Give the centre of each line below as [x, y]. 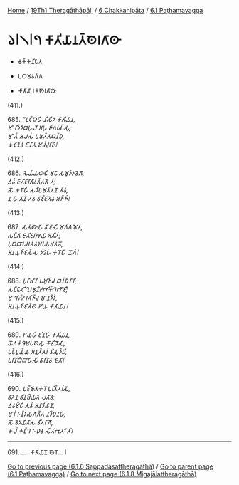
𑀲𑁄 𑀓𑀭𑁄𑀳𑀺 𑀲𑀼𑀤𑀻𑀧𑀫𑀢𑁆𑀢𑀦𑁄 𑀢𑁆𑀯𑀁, [38, 190]
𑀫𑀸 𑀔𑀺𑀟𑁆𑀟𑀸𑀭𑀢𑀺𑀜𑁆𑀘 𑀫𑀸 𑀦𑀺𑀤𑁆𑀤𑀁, [33, 298]
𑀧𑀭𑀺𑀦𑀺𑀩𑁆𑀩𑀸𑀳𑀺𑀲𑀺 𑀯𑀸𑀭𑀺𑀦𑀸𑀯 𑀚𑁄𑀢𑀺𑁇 [36, 360]
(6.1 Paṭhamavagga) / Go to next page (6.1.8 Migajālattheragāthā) [102, 474]
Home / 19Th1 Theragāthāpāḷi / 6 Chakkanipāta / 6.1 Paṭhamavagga [105, 10]
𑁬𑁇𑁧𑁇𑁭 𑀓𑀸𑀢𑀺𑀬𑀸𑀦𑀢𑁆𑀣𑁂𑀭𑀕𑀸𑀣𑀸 [63, 40]
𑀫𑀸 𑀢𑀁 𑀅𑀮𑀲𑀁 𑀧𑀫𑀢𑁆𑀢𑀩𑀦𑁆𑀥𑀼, [36, 136]
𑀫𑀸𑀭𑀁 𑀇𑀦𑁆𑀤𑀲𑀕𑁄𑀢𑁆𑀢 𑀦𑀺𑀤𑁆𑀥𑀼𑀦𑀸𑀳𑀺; [37, 414]
